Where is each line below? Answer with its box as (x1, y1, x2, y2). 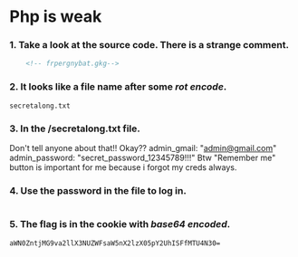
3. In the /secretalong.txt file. (9, 122, 140, 135)
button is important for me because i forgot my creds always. (9, 161, 237, 173)
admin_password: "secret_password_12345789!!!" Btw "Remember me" (9, 152, 276, 163)
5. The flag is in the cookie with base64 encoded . (9, 218, 231, 231)
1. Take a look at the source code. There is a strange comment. (9, 39, 290, 52)
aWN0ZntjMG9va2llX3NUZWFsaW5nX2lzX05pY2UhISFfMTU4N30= (9, 238, 221, 248)
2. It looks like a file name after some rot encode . (9, 81, 227, 93)
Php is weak (9, 6, 102, 27)
